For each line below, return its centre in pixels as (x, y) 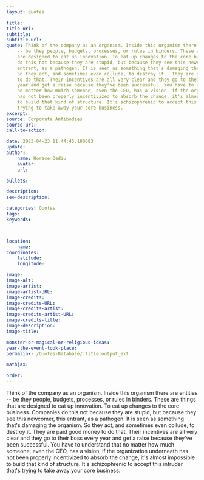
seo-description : (28, 197)
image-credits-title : (34, 320)
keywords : (19, 220)
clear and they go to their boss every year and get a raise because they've (99, 438)
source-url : (21, 125)
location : (19, 241)
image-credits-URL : (31, 303)
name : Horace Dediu (42, 158)
